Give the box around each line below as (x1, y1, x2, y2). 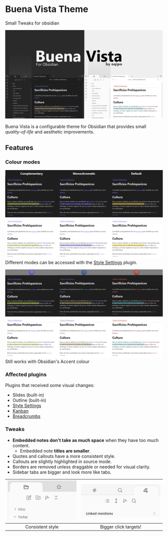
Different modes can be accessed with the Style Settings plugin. (5, 259, 137, 265)
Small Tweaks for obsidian (5, 20, 59, 26)
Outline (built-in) (12, 397, 46, 403)
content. (12, 442, 30, 448)
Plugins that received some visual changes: (5, 382, 95, 388)
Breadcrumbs (12, 413, 41, 419)
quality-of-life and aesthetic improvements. (5, 129, 94, 135)
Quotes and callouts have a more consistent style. (12, 453, 116, 459)
